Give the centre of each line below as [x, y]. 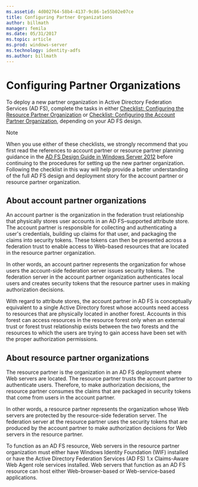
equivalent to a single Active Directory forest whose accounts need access [98, 308]
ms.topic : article [29, 39]
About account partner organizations [76, 200]
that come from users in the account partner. [61, 398]
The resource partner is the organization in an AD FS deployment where [94, 372]
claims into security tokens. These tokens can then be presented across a [96, 240]
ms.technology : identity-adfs [44, 51]
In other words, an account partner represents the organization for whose [96, 264]
